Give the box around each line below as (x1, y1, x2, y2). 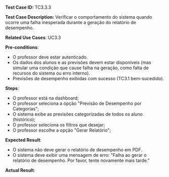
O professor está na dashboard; (12, 95, 79, 101)
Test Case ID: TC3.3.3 (5, 5, 51, 10)
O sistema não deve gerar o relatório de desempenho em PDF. (12, 147, 142, 153)
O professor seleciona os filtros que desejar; (12, 122, 105, 128)
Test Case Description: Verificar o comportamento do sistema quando (5, 14, 152, 20)
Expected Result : (5, 137, 42, 143)
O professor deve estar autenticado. (12, 54, 88, 60)
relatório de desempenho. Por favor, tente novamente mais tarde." (12, 157, 150, 163)
